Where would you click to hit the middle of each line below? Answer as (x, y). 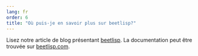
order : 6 (17, 17)
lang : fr (17, 12)
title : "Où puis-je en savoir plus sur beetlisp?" (71, 23)
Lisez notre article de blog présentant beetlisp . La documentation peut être (99, 40)
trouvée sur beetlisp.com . (38, 46)
